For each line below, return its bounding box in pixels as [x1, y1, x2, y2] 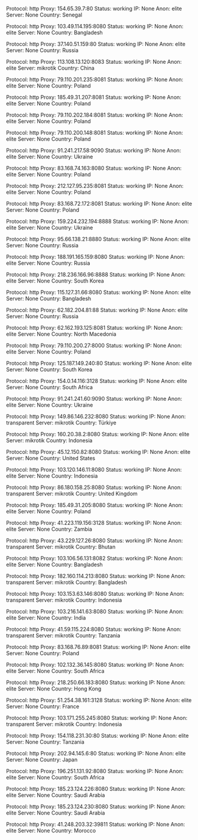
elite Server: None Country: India [6, 614, 86, 621]
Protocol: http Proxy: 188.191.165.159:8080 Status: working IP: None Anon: [6, 254, 185, 260]
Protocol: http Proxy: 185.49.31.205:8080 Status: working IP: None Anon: [6, 502, 183, 508]
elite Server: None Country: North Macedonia [6, 330, 116, 338]
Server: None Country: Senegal [6, 11, 83, 18]
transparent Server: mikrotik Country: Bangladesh [6, 579, 127, 586]
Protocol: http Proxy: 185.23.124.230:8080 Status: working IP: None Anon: [6, 803, 186, 810]
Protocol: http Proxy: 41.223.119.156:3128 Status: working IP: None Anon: [6, 520, 182, 526]
